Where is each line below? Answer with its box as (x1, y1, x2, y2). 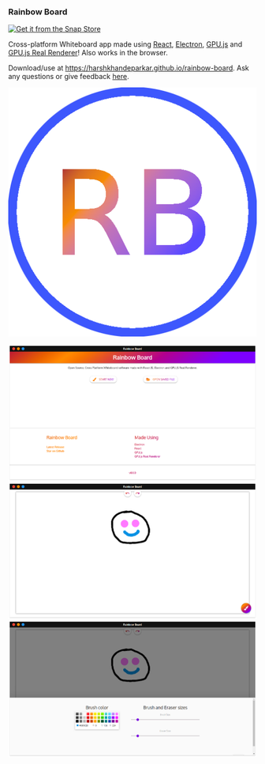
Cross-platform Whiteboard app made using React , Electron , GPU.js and (8, 40, 243, 49)
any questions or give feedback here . (8, 72, 129, 81)
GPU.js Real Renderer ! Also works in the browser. (8, 48, 168, 58)
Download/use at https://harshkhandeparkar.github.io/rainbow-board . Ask (8, 63, 250, 73)
